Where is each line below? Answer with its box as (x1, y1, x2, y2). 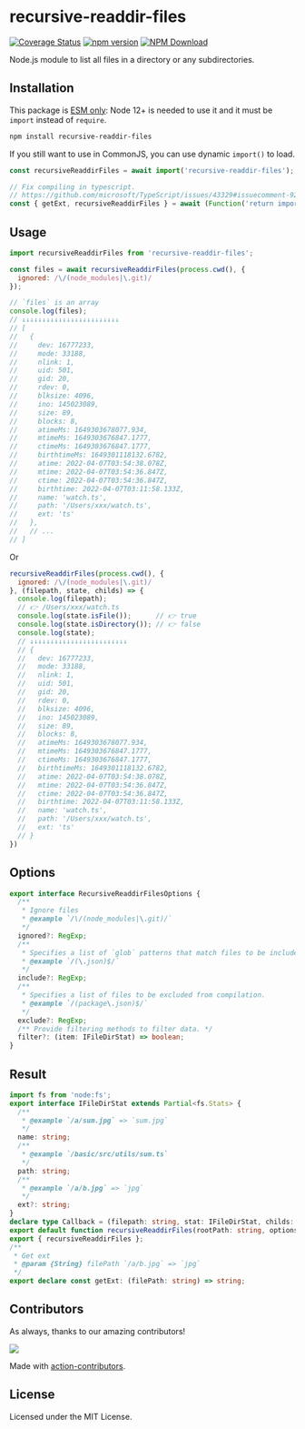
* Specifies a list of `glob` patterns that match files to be (21, 948, 266, 957)
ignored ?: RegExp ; (17, 931, 88, 941)
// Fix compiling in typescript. (9, 182, 136, 192)
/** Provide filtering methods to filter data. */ (17, 1024, 213, 1033)
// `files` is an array (9, 298, 100, 307)
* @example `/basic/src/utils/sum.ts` (21, 1150, 169, 1159)
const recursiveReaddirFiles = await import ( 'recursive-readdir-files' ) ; (9, 166, 295, 175)
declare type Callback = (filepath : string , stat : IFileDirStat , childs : (9, 1217, 295, 1227)
